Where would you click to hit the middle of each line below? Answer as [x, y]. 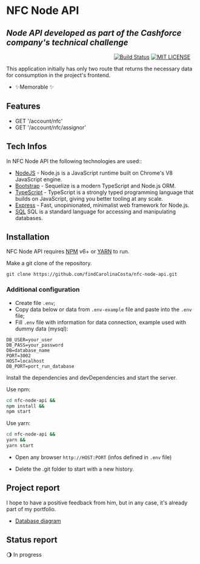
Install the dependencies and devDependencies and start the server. [92, 377]
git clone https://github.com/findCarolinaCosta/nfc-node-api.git [92, 274]
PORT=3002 [19, 355]
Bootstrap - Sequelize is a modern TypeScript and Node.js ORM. [95, 186]
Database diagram [38, 521]
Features [23, 106]
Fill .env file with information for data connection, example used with [101, 322]
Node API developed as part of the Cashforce [94, 33]
